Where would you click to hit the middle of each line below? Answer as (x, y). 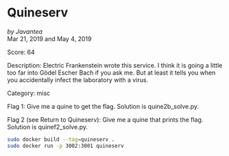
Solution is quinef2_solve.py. (47, 127)
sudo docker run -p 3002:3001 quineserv (66, 146)
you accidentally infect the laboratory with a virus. (78, 79)
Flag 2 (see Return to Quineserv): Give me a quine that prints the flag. (105, 119)
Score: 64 (21, 52)
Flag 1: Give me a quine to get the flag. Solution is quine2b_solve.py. (103, 106)
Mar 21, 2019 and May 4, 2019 (49, 38)
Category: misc (29, 93)
